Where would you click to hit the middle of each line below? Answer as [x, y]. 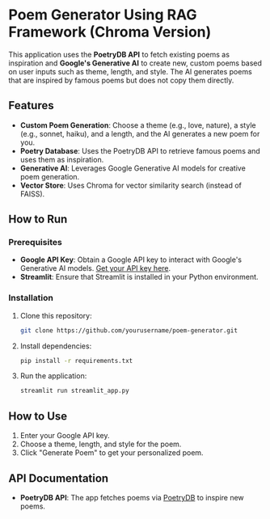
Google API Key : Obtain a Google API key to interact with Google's [131, 259]
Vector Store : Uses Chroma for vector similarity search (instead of [131, 185]
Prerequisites [35, 243]
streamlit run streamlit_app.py [74, 391]
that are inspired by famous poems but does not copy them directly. [121, 80]
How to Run [38, 219]
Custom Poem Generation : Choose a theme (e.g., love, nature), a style [138, 125]
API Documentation [59, 478]
